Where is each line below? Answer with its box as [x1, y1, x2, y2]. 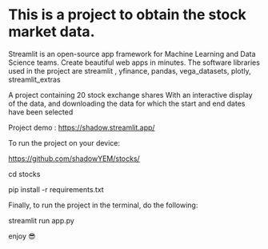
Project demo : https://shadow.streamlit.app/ [8, 122, 155, 132]
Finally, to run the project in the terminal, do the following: [8, 200, 198, 210]
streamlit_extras [8, 74, 62, 84]
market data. [8, 22, 95, 41]
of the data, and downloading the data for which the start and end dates [8, 98, 246, 108]
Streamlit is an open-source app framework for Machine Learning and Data [8, 49, 256, 58]
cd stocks [8, 169, 41, 179]
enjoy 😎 [8, 231, 36, 241]
